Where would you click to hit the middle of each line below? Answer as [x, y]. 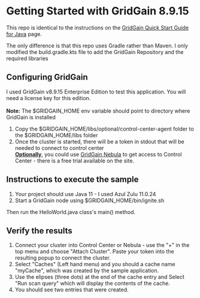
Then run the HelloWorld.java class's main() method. [71, 212]
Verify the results [40, 231]
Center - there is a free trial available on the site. [75, 161]
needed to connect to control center [60, 148]
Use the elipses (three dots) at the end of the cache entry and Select [99, 277]
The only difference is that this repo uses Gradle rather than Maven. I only [97, 46]
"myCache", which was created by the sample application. [87, 270]
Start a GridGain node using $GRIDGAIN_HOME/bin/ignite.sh [90, 200]
